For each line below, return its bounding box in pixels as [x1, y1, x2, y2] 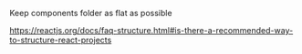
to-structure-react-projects [9, 35, 112, 45]
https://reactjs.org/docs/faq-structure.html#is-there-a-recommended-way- [9, 25, 294, 35]
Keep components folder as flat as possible [9, 8, 172, 18]
